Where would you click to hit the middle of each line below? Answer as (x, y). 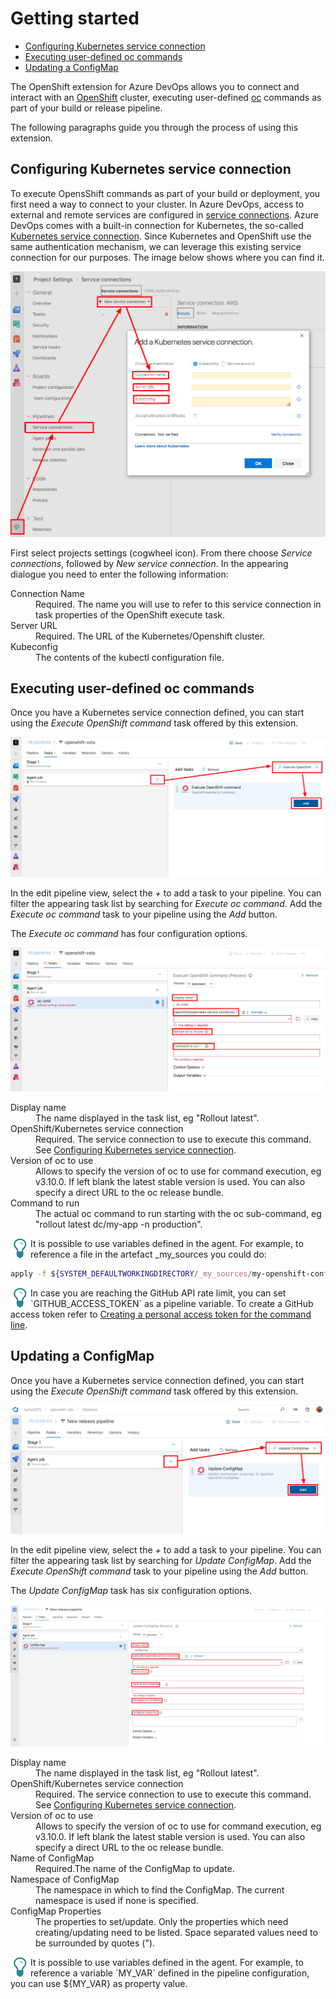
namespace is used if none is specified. (117, 1901)
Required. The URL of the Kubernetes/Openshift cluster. (150, 636)
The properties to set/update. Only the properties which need (162, 1922)
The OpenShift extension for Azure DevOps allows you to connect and (155, 86)
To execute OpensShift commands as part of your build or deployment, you (165, 193)
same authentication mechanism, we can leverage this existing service (156, 246)
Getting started (75, 18)
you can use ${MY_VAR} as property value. (99, 1984)
